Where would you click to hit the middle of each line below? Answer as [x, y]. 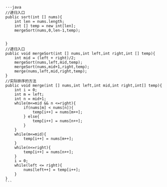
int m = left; [29, 94]
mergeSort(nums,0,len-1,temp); [47, 30]
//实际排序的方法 [21, 81]
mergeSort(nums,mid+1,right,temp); [52, 67]
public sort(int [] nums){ [34, 17]
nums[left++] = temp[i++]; [52, 170]
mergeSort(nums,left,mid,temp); [48, 62]
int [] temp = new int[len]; [45, 26]
